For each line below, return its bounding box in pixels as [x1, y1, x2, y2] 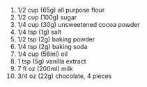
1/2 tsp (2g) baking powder [17, 35, 95, 43]
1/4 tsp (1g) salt [17, 28, 61, 36]
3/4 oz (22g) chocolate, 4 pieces [17, 72, 112, 80]
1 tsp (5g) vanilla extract [17, 57, 86, 65]
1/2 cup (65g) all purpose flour [17, 6, 105, 14]
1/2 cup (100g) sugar [17, 13, 77, 21]
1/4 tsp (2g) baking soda [17, 43, 88, 50]
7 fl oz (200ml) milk [17, 65, 73, 72]
